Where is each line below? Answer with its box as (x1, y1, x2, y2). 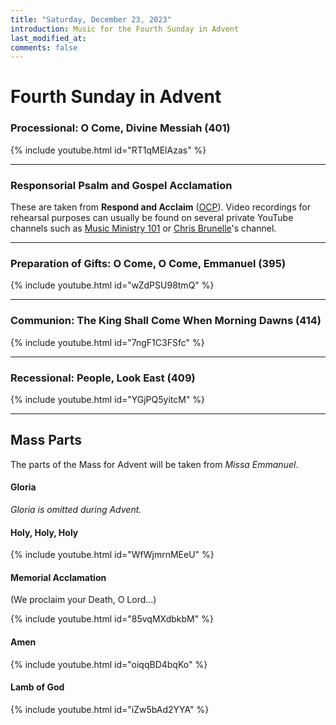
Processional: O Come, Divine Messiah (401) (10, 121, 231, 135)
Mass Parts (10, 432, 83, 449)
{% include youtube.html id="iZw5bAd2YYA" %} (10, 703, 210, 715)
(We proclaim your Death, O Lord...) (10, 594, 157, 606)
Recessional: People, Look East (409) (10, 371, 196, 385)
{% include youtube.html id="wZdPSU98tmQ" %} (10, 279, 215, 291)
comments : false (10, 42, 78, 53)
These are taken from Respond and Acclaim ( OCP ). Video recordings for (10, 201, 311, 213)
